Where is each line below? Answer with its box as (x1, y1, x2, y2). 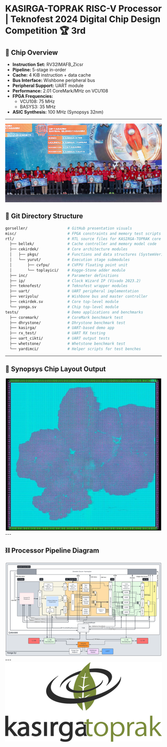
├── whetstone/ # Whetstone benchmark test (9, 341, 126, 346)
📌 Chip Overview (5, 48, 58, 57)
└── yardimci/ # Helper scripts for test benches (9, 346, 141, 351)
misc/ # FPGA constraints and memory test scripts (5, 231, 162, 236)
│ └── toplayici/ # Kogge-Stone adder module (9, 268, 126, 273)
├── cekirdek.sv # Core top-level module (9, 299, 119, 304)
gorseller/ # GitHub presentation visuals (5, 226, 133, 231)
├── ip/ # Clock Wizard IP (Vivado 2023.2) (9, 278, 141, 283)
